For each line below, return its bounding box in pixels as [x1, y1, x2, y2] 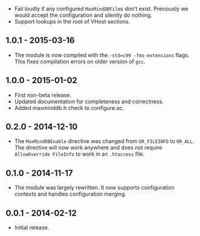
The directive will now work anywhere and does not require [14, 144, 163, 151]
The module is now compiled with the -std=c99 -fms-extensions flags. [14, 51, 190, 59]
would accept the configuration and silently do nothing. [14, 11, 152, 19]
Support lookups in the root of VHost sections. [14, 18, 131, 25]
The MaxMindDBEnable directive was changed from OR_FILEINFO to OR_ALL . [14, 138, 195, 145]
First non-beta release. [14, 91, 72, 98]
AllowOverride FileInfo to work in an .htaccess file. [14, 150, 144, 158]
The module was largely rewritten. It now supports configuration [14, 184, 175, 191]
